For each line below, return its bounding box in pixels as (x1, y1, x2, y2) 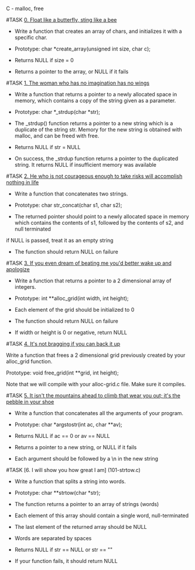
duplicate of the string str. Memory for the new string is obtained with (14, 126, 183, 133)
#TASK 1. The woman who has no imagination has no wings (6, 79, 150, 86)
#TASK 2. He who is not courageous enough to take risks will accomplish (6, 173, 183, 180)
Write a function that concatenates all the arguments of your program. (14, 410, 183, 416)
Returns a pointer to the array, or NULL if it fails (14, 68, 129, 75)
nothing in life (6, 179, 39, 185)
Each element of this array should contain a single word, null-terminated (14, 512, 189, 519)
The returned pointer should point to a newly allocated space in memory (14, 213, 189, 220)
